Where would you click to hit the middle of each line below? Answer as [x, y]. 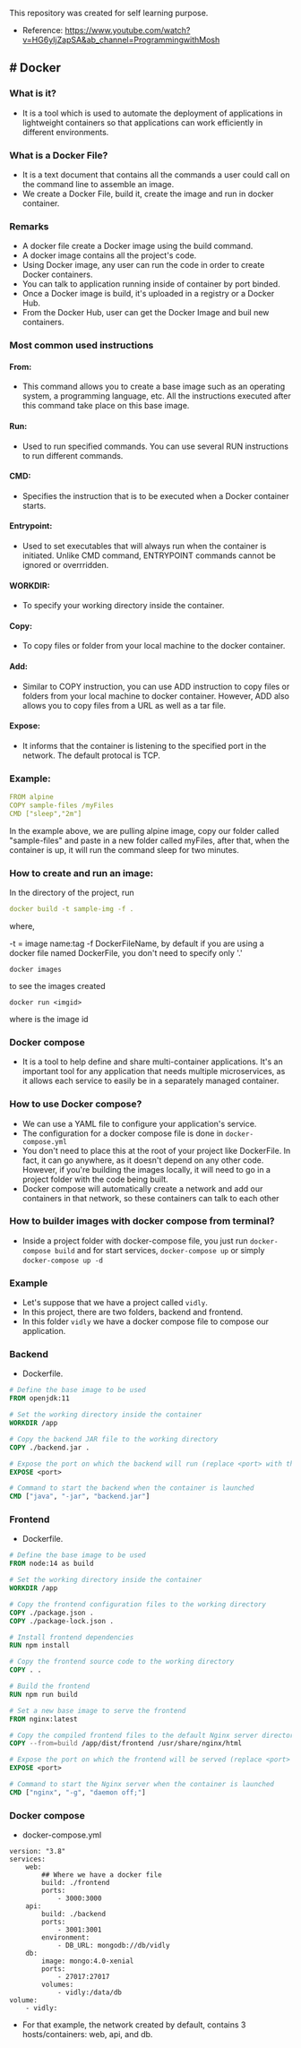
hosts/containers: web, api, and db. [87, 2035]
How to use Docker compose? [76, 1104]
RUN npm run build [43, 1694]
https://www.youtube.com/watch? [128, 30]
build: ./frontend [76, 1883]
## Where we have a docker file [102, 1875]
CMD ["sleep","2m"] [46, 813]
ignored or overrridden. [65, 565]
